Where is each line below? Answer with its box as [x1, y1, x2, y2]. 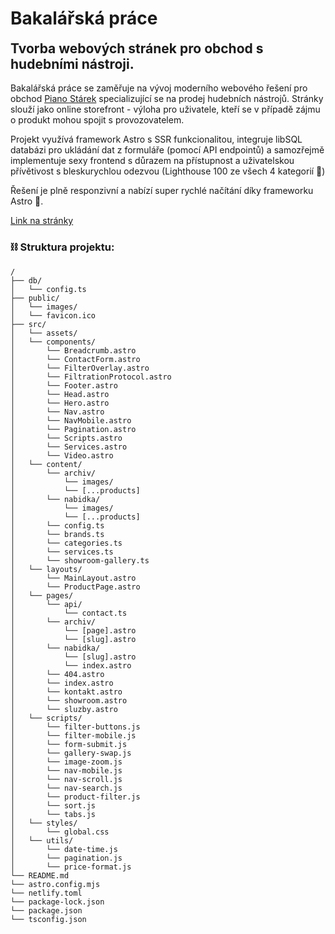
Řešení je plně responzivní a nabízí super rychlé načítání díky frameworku [10, 185, 314, 197]
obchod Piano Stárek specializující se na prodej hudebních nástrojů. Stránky [10, 93, 324, 105]
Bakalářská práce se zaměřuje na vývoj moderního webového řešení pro [10, 82, 308, 94]
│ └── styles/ [10, 818, 78, 828]
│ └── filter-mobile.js [10, 730, 137, 741]
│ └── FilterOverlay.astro [10, 363, 150, 373]
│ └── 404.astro [10, 669, 105, 679]
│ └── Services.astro [10, 442, 128, 452]
